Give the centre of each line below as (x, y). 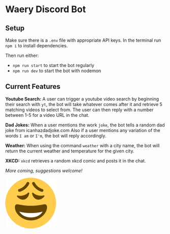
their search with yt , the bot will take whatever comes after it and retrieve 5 (84, 104)
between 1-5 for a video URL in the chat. (47, 115)
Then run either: (22, 55)
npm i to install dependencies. (37, 46)
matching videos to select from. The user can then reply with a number (79, 110)
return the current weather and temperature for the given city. (70, 151)
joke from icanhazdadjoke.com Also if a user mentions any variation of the (83, 130)
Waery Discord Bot (46, 9)
